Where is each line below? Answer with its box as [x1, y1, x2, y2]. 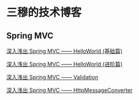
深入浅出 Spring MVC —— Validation [6, 74, 99, 80]
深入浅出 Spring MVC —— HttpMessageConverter [6, 87, 133, 94]
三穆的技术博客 [6, 6, 82, 20]
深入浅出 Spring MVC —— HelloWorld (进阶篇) [6, 61, 123, 67]
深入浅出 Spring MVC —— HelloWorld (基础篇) [6, 47, 123, 55]
